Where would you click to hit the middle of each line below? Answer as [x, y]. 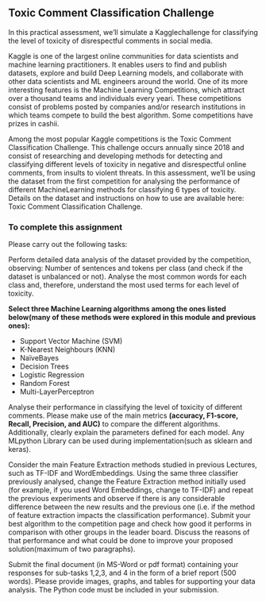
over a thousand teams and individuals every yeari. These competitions [125, 98]
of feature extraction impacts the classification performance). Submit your [129, 515]
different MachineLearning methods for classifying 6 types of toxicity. [122, 189]
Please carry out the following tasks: [68, 245]
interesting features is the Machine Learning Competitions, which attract [126, 90]
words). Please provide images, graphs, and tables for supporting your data [132, 581]
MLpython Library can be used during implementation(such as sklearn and [130, 441]
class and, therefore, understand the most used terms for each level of [124, 285]
